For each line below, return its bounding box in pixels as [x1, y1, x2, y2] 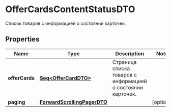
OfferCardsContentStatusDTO [5, 4, 135, 15]
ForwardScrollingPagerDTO [39, 98, 108, 105]
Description [115, 50, 145, 57]
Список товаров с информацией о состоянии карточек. [5, 20, 126, 26]
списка [112, 65, 130, 72]
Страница [112, 58, 137, 65]
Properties [5, 35, 40, 44]
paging [8, 98, 25, 105]
